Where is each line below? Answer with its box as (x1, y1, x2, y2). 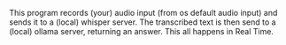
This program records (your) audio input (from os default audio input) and (9, 8, 278, 18)
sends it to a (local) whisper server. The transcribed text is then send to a (9, 17, 276, 27)
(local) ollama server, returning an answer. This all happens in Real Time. (9, 26, 274, 36)
